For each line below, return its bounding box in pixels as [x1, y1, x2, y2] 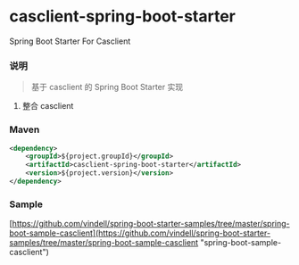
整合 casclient [21, 101, 74, 112]
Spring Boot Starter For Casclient [9, 36, 131, 46]
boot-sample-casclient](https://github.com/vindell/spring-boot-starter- [9, 228, 270, 238]
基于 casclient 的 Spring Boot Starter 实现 [30, 82, 184, 93]
